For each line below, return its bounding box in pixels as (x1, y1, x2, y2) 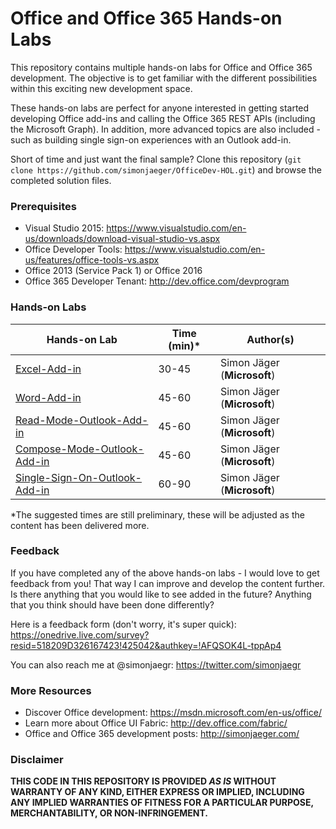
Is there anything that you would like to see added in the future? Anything (10, 588, 312, 600)
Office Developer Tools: (24, 243, 123, 256)
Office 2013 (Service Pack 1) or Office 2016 (24, 265, 203, 277)
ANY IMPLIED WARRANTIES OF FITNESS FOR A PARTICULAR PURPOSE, (10, 797, 314, 809)
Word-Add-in (15, 390, 82, 404)
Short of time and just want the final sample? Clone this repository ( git (10, 153, 302, 165)
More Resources (10, 683, 92, 697)
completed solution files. (10, 174, 112, 186)
